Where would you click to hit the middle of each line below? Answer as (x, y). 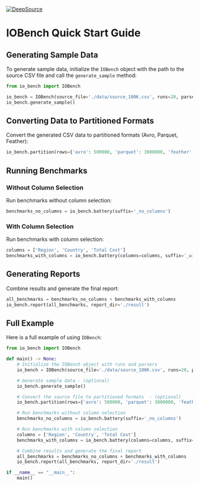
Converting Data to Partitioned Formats (80, 121)
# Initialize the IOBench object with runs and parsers (87, 365)
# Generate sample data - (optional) (63, 381)
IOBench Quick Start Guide (73, 33)
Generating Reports (43, 274)
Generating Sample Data (52, 55)
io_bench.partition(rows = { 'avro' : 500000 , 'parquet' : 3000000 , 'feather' (99, 152)
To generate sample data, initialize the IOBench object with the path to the (95, 69)
